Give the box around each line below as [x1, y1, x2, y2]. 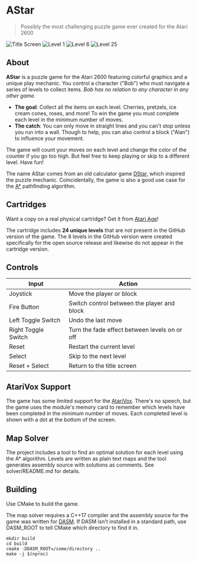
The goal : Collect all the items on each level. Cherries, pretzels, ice [14, 104, 177, 111]
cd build [6, 541, 28, 547]
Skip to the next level [68, 352, 126, 361]
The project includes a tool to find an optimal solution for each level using [6, 449, 184, 456]
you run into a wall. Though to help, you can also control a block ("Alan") [14, 128, 190, 135]
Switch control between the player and [68, 299, 175, 308]
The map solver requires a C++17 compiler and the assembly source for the [6, 511, 189, 518]
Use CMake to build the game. [6, 500, 79, 507]
